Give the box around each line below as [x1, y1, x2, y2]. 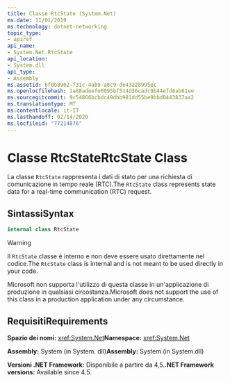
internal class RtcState [7, 226, 79, 233]
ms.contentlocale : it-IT [7, 107, 79, 114]
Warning [7, 239, 31, 247]
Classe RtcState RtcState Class [7, 150, 188, 165]
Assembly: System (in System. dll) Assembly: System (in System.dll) [7, 347, 204, 355]
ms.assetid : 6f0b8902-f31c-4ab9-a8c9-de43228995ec [7, 81, 157, 88]
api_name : [7, 42, 36, 49]
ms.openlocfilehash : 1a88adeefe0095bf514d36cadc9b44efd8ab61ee [7, 88, 195, 94]
